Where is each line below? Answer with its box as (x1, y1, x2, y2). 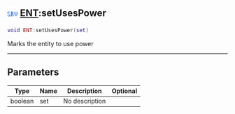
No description (63, 97, 106, 106)
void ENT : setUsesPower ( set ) (7, 27, 90, 34)
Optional (111, 87, 138, 95)
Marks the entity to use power (7, 39, 94, 48)
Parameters (7, 66, 59, 78)
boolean (10, 97, 34, 106)
